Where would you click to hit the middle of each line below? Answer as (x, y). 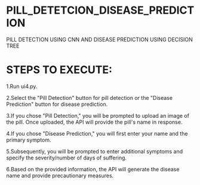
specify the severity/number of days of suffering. (67, 158)
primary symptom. (29, 140)
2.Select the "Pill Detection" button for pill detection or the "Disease (90, 98)
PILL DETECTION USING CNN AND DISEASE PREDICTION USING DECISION (99, 39)
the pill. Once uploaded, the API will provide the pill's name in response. (94, 122)
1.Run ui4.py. (22, 86)
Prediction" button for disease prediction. (57, 104)
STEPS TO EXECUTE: (59, 70)
